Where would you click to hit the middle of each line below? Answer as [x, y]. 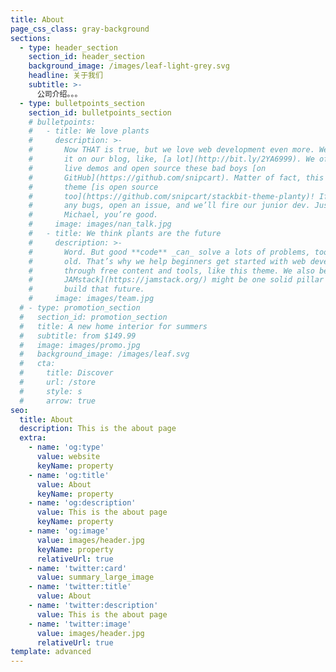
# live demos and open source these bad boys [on [147, 168]
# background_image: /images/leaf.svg [104, 354]
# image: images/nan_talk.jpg [100, 224]
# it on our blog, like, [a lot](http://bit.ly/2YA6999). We [171, 159]
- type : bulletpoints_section [82, 103]
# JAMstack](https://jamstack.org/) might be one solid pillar [176, 280]
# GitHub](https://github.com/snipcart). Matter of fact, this [176, 177]
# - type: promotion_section [80, 308]
